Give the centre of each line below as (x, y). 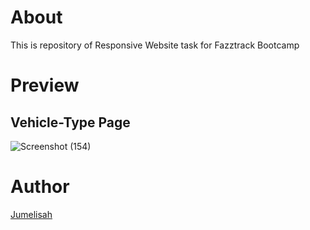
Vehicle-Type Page (70, 122)
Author (40, 187)
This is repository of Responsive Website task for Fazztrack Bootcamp (155, 45)
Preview (45, 85)
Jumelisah (31, 214)
